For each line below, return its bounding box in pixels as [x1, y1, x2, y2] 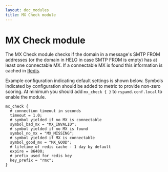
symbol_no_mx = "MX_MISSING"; [10, 131, 74, 136]
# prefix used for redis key [10, 154, 72, 159]
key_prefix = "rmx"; [10, 158, 54, 163]
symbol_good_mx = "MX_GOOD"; [10, 140, 72, 145]
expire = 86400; [10, 149, 45, 154]
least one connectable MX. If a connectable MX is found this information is [5, 62, 163, 68]
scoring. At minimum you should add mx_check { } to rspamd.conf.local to [5, 88, 162, 95]
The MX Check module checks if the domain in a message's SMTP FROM [5, 51, 160, 58]
